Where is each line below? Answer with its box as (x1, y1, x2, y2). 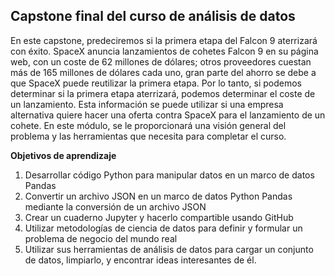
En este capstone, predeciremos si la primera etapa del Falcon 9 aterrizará (10, 34, 318, 46)
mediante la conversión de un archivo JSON (24, 200, 207, 213)
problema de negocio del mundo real (24, 232, 178, 244)
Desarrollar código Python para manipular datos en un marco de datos (24, 169, 315, 181)
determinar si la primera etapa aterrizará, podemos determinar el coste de (10, 87, 316, 99)
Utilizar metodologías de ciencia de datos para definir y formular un (24, 222, 303, 234)
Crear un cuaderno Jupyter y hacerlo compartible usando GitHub (24, 211, 294, 223)
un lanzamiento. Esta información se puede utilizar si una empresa (10, 98, 284, 110)
